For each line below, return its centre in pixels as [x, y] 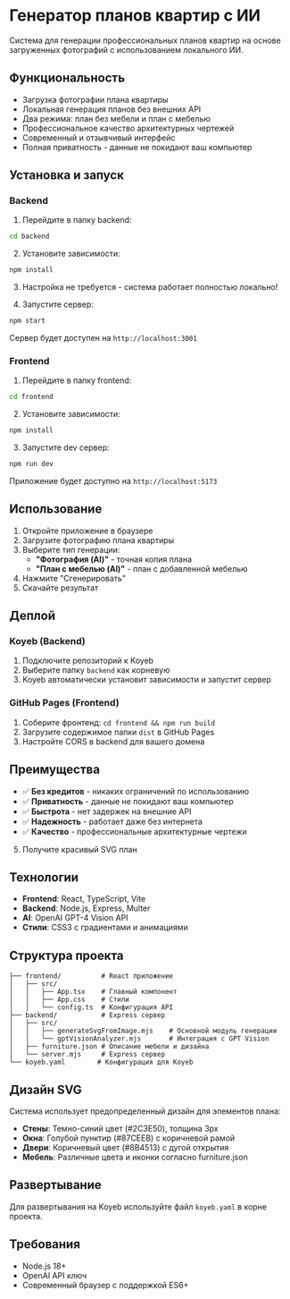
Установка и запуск [67, 175]
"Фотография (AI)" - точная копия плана [114, 559]
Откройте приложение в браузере [87, 531]
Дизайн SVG [46, 1089]
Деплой [33, 616]
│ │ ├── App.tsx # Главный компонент [93, 992]
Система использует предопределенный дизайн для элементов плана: [145, 1111]
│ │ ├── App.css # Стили [69, 1000]
